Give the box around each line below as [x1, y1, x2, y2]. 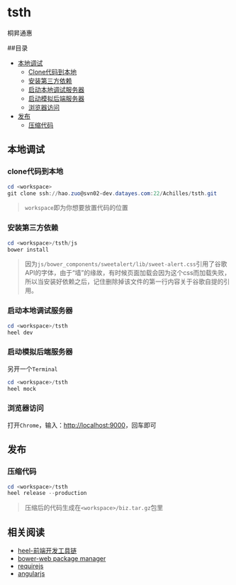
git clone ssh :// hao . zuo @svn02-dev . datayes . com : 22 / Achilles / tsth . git [7, 189, 218, 197]
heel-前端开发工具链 [17, 547, 77, 555]
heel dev [7, 329, 33, 336]
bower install [7, 246, 50, 253]
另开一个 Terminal [7, 364, 58, 373]
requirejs [17, 562, 44, 571]
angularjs [17, 569, 45, 578]
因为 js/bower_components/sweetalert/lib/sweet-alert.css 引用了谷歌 [24, 260, 227, 268]
